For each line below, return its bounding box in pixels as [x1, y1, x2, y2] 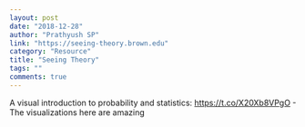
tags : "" [9, 64, 43, 73]
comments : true [9, 73, 67, 82]
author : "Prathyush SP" [9, 30, 100, 39]
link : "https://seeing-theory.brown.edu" [9, 38, 169, 48]
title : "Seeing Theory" [9, 55, 100, 64]
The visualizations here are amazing [9, 106, 146, 118]
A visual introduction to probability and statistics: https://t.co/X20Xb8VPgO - [9, 97, 297, 108]
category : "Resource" [9, 47, 92, 56]
